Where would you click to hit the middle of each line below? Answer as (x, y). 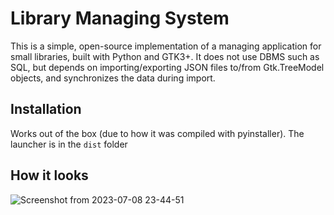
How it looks (49, 175)
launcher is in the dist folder (69, 144)
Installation (46, 109)
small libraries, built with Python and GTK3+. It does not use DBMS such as (165, 56)
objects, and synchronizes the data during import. (113, 78)
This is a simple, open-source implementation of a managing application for (166, 46)
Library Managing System (120, 18)
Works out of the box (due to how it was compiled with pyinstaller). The (157, 133)
